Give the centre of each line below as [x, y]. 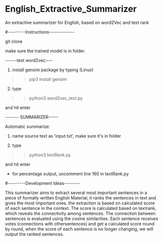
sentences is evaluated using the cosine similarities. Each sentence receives [81, 219]
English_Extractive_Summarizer [71, 9]
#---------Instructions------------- [40, 32]
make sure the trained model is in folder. [45, 51]
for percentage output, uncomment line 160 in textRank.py [70, 174]
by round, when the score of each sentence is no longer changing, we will [79, 229]
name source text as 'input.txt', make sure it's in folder [66, 136]
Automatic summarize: [27, 126]
